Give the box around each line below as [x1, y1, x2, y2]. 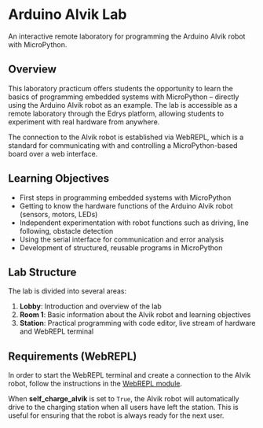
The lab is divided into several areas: [8, 286, 127, 296]
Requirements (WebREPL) [8, 349, 137, 363]
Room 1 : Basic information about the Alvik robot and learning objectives [19, 310, 251, 319]
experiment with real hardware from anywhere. [8, 116, 160, 127]
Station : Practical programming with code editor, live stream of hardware [19, 319, 256, 328]
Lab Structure [8, 265, 77, 279]
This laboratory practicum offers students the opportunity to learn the [8, 83, 233, 93]
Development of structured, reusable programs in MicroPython [19, 242, 223, 253]
